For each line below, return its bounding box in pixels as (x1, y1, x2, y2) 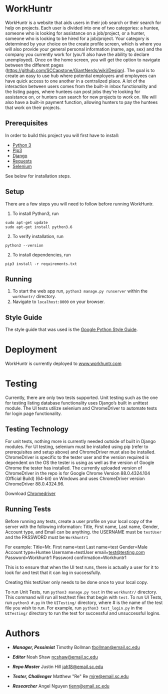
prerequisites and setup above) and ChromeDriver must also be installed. (5, 448, 156, 455)
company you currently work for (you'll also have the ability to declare (5, 51, 149, 57)
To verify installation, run (12, 233, 64, 239)
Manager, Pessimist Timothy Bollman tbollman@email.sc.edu (12, 644, 140, 650)
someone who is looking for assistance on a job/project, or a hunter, (5, 30, 145, 36)
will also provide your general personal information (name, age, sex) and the (5, 46, 162, 52)
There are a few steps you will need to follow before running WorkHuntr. (5, 200, 154, 206)
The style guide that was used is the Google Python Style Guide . (5, 326, 138, 332)
